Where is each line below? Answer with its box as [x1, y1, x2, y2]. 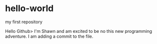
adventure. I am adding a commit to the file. [5, 33, 94, 39]
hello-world [5, 3, 54, 14]
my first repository [5, 19, 43, 25]
